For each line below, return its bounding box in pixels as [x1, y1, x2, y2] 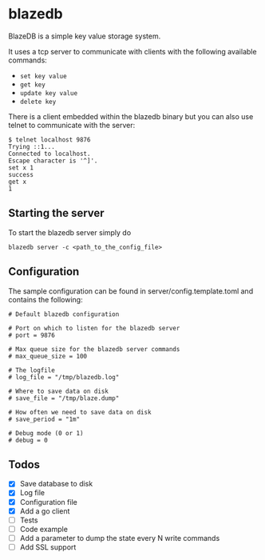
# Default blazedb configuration [8, 310, 120, 318]
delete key [19, 98, 57, 106]
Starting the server [8, 206, 105, 220]
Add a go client [19, 506, 70, 516]
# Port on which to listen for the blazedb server [8, 324, 180, 332]
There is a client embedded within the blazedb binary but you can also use [8, 111, 254, 121]
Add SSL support [19, 542, 77, 552]
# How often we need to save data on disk [8, 408, 152, 416]
